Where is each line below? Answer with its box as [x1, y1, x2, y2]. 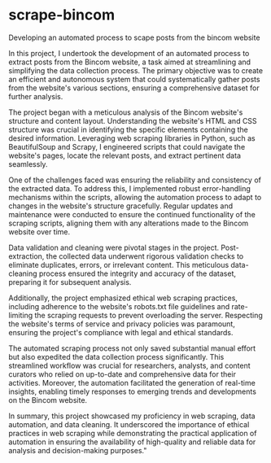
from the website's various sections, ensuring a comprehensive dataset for [8, 83, 260, 93]
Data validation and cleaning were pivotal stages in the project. [8, 242, 220, 252]
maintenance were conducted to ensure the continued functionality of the [8, 209, 256, 219]
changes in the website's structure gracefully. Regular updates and [8, 201, 234, 211]
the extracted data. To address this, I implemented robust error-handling [8, 183, 251, 193]
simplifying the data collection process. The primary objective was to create [8, 65, 263, 75]
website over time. [8, 226, 71, 237]
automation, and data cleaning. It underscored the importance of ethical [8, 419, 250, 429]
